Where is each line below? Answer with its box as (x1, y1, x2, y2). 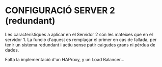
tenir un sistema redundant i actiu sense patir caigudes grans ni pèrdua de (5, 42, 156, 47)
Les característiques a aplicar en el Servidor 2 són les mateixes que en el (5, 31, 153, 37)
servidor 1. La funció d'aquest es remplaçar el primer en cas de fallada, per (5, 37, 157, 43)
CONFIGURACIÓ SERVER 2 (5, 5, 115, 16)
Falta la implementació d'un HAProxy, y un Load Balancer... (5, 56, 125, 62)
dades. (5, 47, 19, 53)
